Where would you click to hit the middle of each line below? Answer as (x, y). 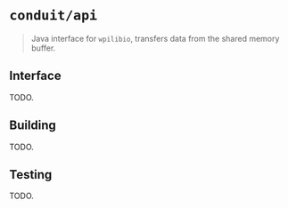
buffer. (43, 48)
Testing (31, 175)
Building (33, 126)
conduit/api (53, 16)
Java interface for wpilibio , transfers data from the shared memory (155, 38)
